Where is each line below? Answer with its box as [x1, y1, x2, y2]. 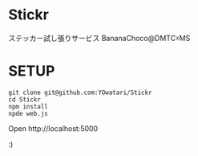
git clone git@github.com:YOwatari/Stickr [8, 88, 152, 96]
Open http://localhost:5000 [8, 123, 99, 133]
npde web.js [8, 109, 48, 117]
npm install [8, 102, 48, 110]
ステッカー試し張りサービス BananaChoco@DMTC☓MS [8, 33, 191, 43]
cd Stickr [8, 95, 42, 104]
